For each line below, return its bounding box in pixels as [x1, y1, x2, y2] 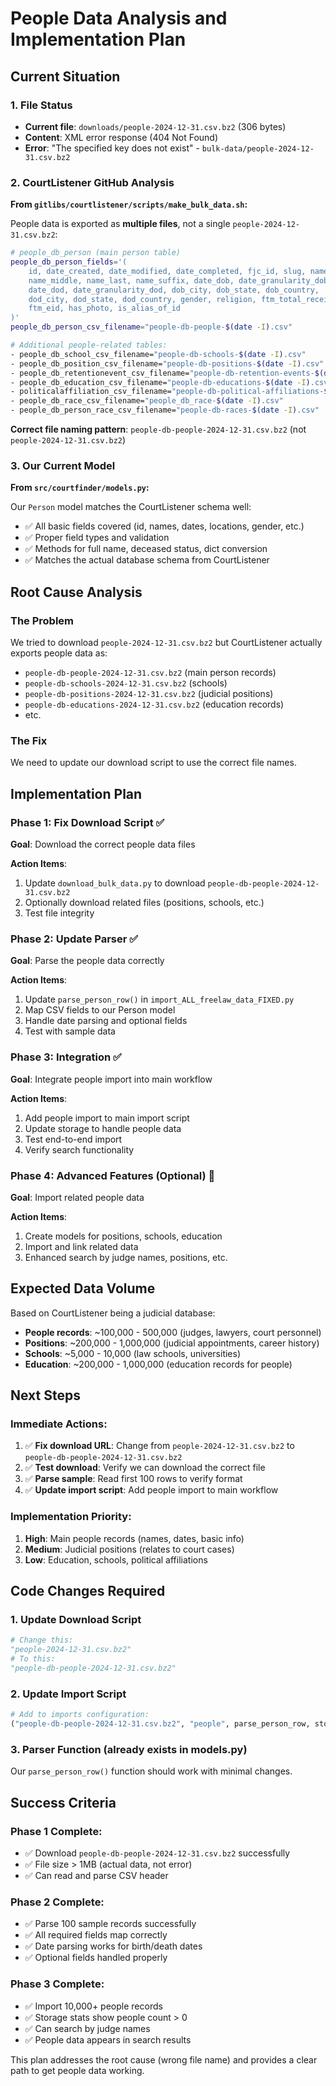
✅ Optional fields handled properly [24, 1952, 168, 1964]
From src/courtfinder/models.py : [10, 482, 150, 494]
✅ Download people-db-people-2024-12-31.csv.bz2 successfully [24, 1847, 291, 1859]
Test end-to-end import [24, 1133, 123, 1145]
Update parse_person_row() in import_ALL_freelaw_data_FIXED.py [24, 993, 295, 1006]
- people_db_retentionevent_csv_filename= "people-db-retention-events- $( [10, 368, 325, 378]
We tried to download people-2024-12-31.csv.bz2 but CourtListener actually [10, 637, 323, 649]
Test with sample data [24, 1025, 116, 1037]
